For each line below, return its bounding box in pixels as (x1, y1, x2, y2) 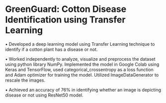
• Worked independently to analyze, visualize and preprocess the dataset (5, 56, 156, 62)
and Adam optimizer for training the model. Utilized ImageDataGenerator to (5, 72, 159, 78)
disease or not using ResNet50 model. (5, 92, 83, 98)
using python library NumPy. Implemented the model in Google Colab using (5, 61, 160, 67)
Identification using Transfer (5, 14, 126, 25)
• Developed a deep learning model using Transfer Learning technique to (5, 41, 155, 47)
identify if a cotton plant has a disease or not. (5, 46, 98, 52)
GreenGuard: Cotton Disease (5, 3, 127, 15)
